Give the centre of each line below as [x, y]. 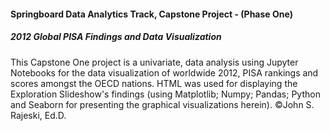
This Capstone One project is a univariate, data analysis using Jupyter [154, 62]
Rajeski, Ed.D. [38, 115]
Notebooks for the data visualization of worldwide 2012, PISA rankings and [164, 72]
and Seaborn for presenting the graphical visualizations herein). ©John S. [162, 104]
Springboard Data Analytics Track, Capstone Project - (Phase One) [151, 14]
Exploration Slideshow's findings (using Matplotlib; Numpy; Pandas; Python [165, 94]
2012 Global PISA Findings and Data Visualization [116, 37]
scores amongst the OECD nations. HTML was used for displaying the [154, 83]
